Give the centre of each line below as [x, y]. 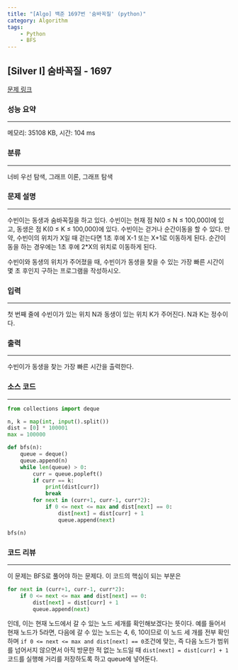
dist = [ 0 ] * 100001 [38, 428]
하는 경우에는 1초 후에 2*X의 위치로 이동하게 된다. [89, 246]
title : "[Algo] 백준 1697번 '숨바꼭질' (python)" [77, 14]
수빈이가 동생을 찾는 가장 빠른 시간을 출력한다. [71, 367]
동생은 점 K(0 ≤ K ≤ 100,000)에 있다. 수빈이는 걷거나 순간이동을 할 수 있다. [120, 229]
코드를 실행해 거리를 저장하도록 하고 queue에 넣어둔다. [83, 659]
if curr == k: [53, 480]
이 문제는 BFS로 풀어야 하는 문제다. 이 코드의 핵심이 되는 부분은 [94, 576]
